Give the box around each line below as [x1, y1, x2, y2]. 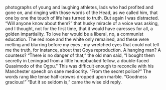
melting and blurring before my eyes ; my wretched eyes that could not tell [5, 42, 159, 47]
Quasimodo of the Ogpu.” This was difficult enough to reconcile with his [5, 63, 154, 69]
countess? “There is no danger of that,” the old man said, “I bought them [5, 52, 155, 58]
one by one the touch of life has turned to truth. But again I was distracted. [5, 15, 159, 21]
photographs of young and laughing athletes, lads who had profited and [5, 5, 154, 10]
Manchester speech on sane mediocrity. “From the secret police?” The [5, 68, 151, 74]
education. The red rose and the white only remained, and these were [5, 36, 149, 42]
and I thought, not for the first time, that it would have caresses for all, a [5, 26, 153, 32]
